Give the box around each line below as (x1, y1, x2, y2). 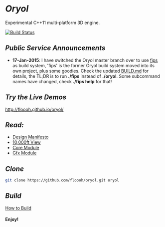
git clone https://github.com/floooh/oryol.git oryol (5, 178, 120, 183)
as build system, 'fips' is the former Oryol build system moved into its (12, 62, 155, 68)
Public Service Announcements (5, 44, 106, 53)
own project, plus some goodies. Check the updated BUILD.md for (12, 68, 149, 74)
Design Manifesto (12, 134, 49, 140)
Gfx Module (12, 150, 37, 156)
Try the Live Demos (5, 93, 67, 102)
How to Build (5, 205, 31, 211)
